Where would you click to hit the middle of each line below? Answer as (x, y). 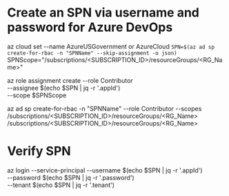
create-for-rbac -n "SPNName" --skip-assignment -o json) (92, 53)
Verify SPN (39, 151)
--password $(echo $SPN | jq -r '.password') (71, 177)
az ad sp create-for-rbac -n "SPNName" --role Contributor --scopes (104, 108)
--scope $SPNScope (37, 95)
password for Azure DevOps (90, 27)
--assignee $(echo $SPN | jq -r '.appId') (64, 88)
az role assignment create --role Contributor (70, 80)
